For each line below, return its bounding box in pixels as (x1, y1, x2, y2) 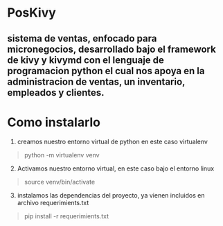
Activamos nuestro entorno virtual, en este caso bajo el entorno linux (17, 164, 215, 173)
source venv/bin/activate (24, 177, 96, 186)
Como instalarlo (7, 114, 101, 130)
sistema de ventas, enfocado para (7, 33, 157, 44)
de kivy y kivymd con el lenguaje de (7, 54, 165, 66)
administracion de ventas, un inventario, (7, 76, 186, 87)
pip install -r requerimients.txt (24, 211, 109, 220)
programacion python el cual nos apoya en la (7, 64, 205, 77)
